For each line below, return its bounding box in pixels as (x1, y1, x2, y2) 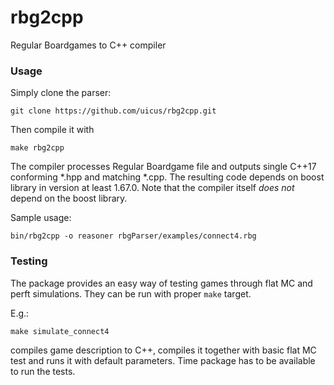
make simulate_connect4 (10, 326, 110, 336)
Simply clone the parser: (10, 87, 112, 99)
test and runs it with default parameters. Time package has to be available (10, 354, 316, 366)
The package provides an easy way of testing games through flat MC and (10, 277, 313, 289)
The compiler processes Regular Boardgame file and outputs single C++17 (10, 161, 317, 173)
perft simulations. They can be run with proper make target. (10, 287, 252, 300)
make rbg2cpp (10, 143, 65, 153)
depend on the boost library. (10, 192, 128, 205)
